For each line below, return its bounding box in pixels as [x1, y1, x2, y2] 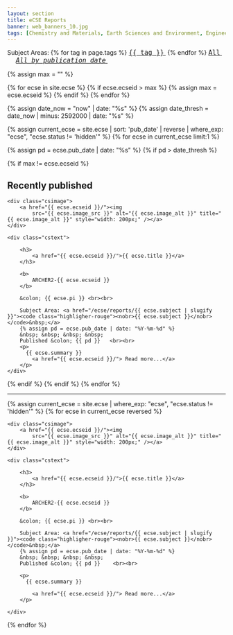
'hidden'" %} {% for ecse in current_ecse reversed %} [7, 407, 162, 416]
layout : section [7, 10, 54, 17]
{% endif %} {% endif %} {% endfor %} [7, 380, 121, 388]
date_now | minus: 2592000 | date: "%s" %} [7, 112, 134, 120]
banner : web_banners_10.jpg [7, 23, 89, 30]
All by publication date [15, 56, 106, 65]
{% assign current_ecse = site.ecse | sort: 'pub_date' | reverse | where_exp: [7, 125, 224, 134]
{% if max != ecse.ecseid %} [7, 159, 89, 168]
